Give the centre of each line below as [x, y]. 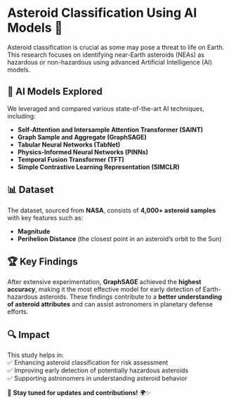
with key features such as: [45, 217]
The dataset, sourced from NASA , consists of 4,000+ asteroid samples [112, 210]
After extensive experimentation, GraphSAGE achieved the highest [104, 282]
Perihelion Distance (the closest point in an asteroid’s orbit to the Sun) [120, 238]
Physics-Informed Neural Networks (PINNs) [83, 151]
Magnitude [34, 231]
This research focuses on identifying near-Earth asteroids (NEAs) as [106, 55]
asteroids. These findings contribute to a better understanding [131, 297]
